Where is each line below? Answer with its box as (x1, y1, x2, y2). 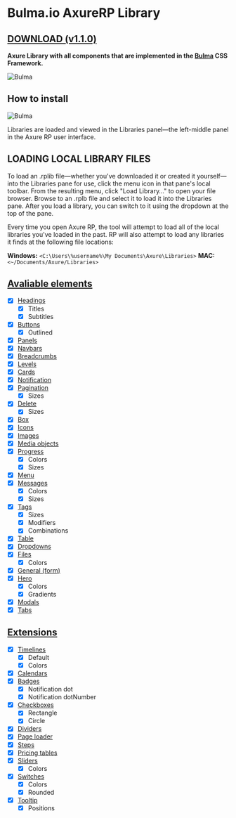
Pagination (17, 384, 49, 392)
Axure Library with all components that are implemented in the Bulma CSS (7, 51, 228, 60)
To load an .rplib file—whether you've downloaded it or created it (7, 171, 195, 180)
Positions (27, 804, 55, 812)
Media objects (17, 439, 59, 448)
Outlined (27, 328, 53, 337)
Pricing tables (17, 748, 58, 757)
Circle (27, 717, 46, 725)
